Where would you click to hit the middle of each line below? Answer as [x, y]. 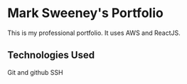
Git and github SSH [35, 72]
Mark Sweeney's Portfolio [85, 13]
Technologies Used [51, 55]
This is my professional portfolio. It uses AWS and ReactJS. [94, 33]
